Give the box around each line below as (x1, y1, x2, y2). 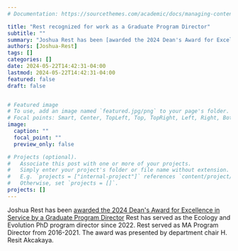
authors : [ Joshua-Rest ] (7, 43, 78, 50)
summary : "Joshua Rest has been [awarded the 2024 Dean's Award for (7, 36, 214, 43)
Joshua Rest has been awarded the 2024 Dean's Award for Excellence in (7, 206, 220, 214)
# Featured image (7, 101, 59, 108)
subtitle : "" (7, 30, 46, 37)
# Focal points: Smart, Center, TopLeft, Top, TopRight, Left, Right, (7, 115, 220, 122)
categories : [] (7, 56, 52, 64)
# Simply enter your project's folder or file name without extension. (7, 167, 230, 174)
